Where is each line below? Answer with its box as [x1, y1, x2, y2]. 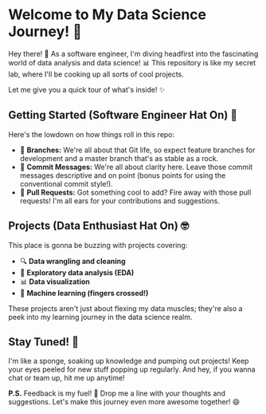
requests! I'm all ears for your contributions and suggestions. [19, 195, 221, 205]
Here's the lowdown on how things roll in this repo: [8, 129, 175, 139]
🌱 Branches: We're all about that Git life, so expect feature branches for [19, 145, 256, 155]
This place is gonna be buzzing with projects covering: [8, 240, 188, 250]
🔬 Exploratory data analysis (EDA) [19, 267, 135, 277]
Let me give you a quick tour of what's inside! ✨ [8, 85, 166, 94]
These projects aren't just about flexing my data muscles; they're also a [8, 303, 243, 313]
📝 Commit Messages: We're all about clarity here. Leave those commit [19, 162, 253, 172]
